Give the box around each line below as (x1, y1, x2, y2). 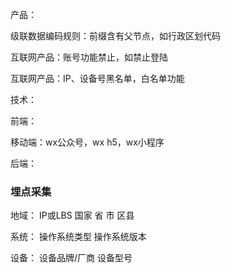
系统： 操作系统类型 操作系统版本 (10, 231, 147, 243)
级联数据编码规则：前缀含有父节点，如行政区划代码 (10, 30, 221, 42)
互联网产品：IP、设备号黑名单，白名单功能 (10, 73, 185, 84)
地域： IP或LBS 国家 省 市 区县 (10, 209, 135, 222)
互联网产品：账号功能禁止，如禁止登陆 (10, 51, 168, 63)
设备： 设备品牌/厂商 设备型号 (10, 252, 133, 264)
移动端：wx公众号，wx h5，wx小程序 (10, 136, 165, 148)
